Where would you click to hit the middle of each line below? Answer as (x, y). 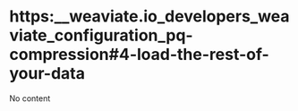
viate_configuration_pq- (102, 35)
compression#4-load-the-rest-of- (140, 55)
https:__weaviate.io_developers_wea (149, 17)
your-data (47, 74)
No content (30, 98)
